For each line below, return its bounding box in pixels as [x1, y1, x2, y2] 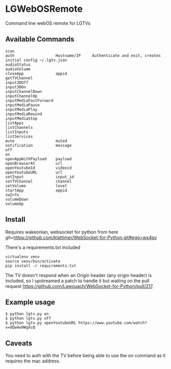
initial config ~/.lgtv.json [5, 57, 67, 63]
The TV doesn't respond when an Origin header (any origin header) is [5, 272, 152, 278]
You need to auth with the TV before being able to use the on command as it [5, 353, 166, 359]
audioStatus [5, 62, 31, 67]
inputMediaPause [5, 102, 40, 108]
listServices [5, 134, 33, 139]
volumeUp [5, 201, 24, 206]
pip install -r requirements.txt [5, 263, 77, 268]
